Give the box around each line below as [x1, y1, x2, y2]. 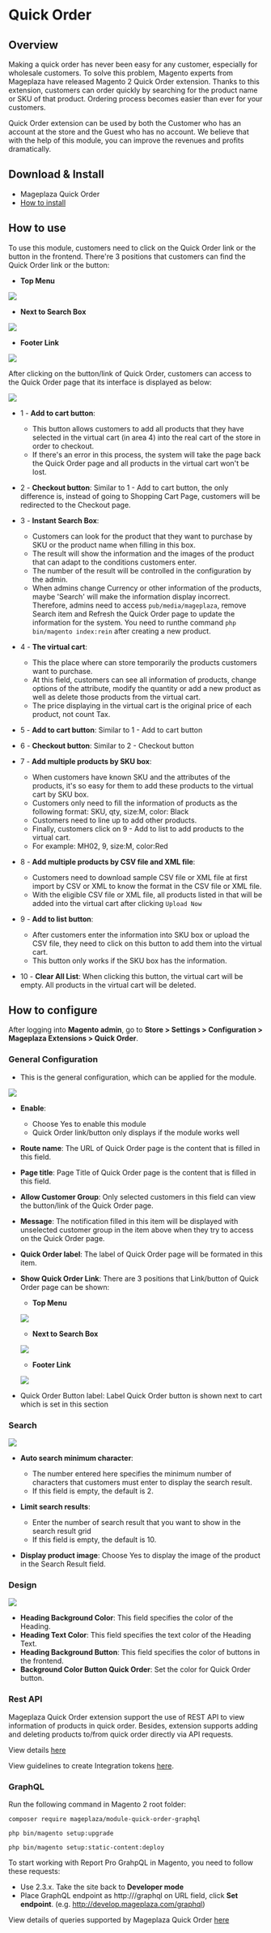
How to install [19, 197, 66, 208]
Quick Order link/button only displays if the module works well [32, 1128, 240, 1137]
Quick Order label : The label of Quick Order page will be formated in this [19, 1249, 263, 1259]
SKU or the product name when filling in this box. [32, 539, 196, 549]
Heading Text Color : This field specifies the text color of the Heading [19, 1630, 252, 1640]
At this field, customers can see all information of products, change [32, 675, 257, 685]
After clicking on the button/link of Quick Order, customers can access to [8, 368, 252, 378]
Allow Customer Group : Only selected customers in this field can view [19, 1192, 256, 1201]
